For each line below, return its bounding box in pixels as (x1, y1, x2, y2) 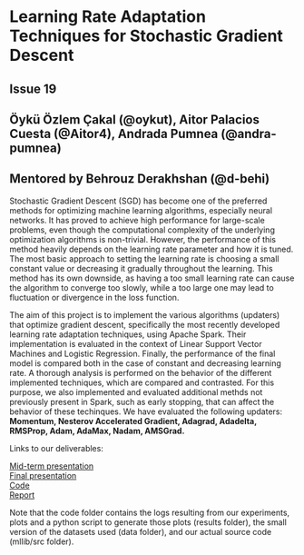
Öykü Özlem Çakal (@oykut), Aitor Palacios (9, 112, 260, 127)
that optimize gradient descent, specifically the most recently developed (9, 319, 280, 330)
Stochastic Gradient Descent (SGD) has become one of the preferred (9, 195, 268, 206)
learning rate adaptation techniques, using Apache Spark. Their (9, 329, 247, 340)
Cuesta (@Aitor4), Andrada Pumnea (9, 125, 219, 142)
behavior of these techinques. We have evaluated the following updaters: (9, 406, 283, 417)
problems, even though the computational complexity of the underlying (9, 224, 275, 235)
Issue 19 (9, 81, 57, 96)
